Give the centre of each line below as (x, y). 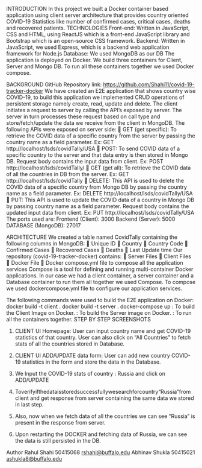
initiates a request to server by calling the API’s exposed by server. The (94, 110)
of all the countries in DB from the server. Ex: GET (68, 174)
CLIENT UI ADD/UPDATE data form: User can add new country (92, 356)
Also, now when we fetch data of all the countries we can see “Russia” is (105, 416)
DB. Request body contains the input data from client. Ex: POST (85, 161)
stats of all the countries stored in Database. (70, 344)
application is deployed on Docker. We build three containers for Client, (94, 60)
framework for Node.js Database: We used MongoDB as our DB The (90, 53)
